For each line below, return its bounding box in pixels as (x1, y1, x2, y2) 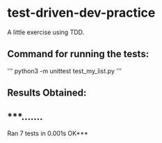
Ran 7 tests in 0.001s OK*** (7, 129, 88, 137)
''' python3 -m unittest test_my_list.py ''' (7, 66, 122, 75)
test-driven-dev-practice (7, 5, 156, 21)
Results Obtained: (7, 87, 87, 99)
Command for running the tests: (7, 48, 149, 60)
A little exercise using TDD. (7, 28, 85, 36)
